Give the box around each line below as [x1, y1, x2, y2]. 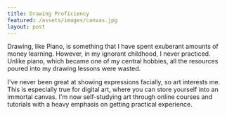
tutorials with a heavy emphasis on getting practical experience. [7, 100, 193, 109]
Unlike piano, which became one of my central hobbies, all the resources [7, 57, 219, 66]
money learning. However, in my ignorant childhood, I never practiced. [7, 49, 211, 58]
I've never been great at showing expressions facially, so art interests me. [7, 78, 221, 86]
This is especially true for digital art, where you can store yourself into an [7, 85, 219, 94]
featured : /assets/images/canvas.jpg [7, 17, 118, 24]
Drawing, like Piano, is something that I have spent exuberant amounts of [7, 43, 219, 51]
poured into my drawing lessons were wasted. [7, 64, 141, 73]
